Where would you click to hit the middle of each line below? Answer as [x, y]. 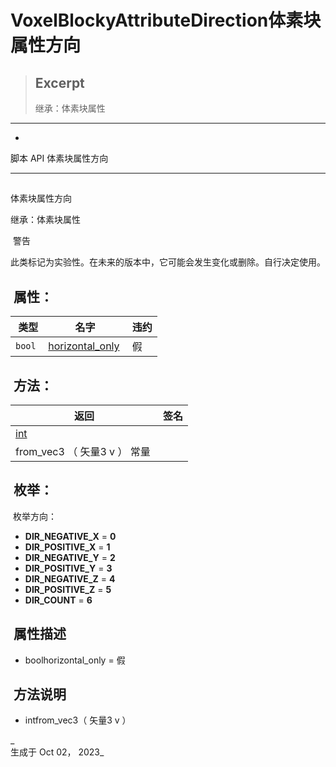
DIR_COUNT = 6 [58, 600]
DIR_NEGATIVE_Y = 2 [70, 557]
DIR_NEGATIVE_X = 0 [70, 536]
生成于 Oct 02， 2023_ [57, 752]
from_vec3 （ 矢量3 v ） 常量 [83, 452]
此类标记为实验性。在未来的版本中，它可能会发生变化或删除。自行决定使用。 [168, 262]
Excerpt [59, 82]
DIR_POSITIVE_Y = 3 [68, 568]
